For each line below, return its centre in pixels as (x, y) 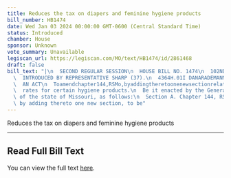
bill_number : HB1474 (37, 20)
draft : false (26, 65)
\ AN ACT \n (31, 84)
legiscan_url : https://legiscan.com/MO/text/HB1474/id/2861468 (100, 59)
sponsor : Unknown (32, 46)
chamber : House (29, 39)
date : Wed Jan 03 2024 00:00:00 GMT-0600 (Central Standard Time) (104, 26)
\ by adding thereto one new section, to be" (80, 103)
